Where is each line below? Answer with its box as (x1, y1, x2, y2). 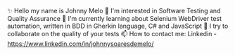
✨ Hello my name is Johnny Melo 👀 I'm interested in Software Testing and (7, 7, 221, 15)
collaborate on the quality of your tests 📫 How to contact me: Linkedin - (7, 30, 217, 38)
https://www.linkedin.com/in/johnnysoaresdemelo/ (7, 40, 154, 48)
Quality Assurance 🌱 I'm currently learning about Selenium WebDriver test (7, 15, 222, 22)
